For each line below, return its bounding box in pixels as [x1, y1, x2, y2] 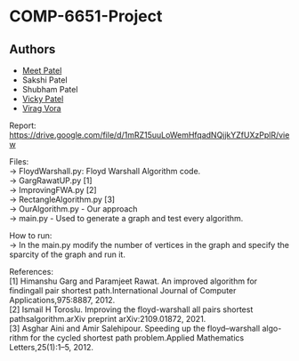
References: [9, 267, 53, 277]
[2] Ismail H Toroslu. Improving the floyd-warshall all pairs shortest [9, 304, 254, 315]
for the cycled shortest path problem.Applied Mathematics [29, 333, 245, 343]
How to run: [9, 230, 53, 241]
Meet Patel [21, 65, 62, 76]
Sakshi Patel [21, 75, 69, 85]
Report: [9, 120, 37, 131]
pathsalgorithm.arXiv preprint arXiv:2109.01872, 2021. [9, 314, 206, 324]
